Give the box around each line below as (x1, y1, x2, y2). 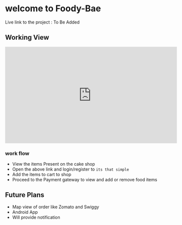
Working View (5, 33, 50, 42)
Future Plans (5, 191, 45, 199)
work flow (5, 150, 29, 157)
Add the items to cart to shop (12, 172, 72, 177)
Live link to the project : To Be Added (5, 19, 80, 25)
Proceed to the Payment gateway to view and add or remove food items (12, 177, 157, 183)
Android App (12, 209, 38, 215)
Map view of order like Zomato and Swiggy (12, 204, 100, 210)
